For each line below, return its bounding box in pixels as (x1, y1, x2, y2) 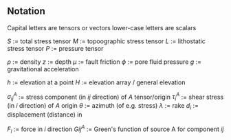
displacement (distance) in (7, 110, 82, 119)
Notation (7, 5, 46, 17)
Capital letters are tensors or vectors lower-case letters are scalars (7, 23, 197, 32)
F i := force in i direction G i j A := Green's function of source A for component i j (7, 124, 224, 135)
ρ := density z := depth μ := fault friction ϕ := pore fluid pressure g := (7, 58, 201, 66)
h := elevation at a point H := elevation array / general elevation (7, 78, 186, 86)
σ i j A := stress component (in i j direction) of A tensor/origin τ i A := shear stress (7, 91, 224, 102)
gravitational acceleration (7, 65, 79, 73)
